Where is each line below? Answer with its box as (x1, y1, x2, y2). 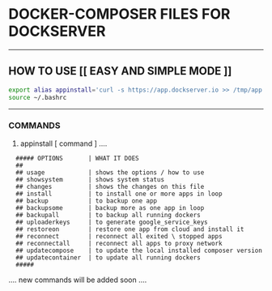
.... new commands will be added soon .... (8, 275, 147, 285)
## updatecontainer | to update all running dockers (15, 253, 201, 262)
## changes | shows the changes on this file (15, 182, 205, 190)
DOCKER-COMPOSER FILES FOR (8, 5, 231, 24)
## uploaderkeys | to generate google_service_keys (15, 218, 208, 226)
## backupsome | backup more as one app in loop (15, 203, 205, 212)
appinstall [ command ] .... (19, 139, 108, 148)
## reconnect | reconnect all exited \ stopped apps (15, 232, 223, 240)
